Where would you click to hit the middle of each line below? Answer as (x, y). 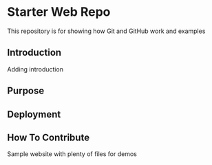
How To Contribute (49, 137)
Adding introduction (35, 69)
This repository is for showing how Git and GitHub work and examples (106, 31)
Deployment (34, 114)
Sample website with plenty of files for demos (72, 154)
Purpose (26, 91)
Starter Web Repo (59, 12)
